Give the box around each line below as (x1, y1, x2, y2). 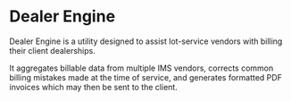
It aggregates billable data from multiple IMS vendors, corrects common (9, 63, 274, 73)
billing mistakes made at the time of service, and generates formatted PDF (9, 72, 283, 82)
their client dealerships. (9, 45, 96, 55)
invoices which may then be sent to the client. (9, 81, 179, 92)
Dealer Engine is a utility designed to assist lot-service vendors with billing (9, 36, 283, 46)
